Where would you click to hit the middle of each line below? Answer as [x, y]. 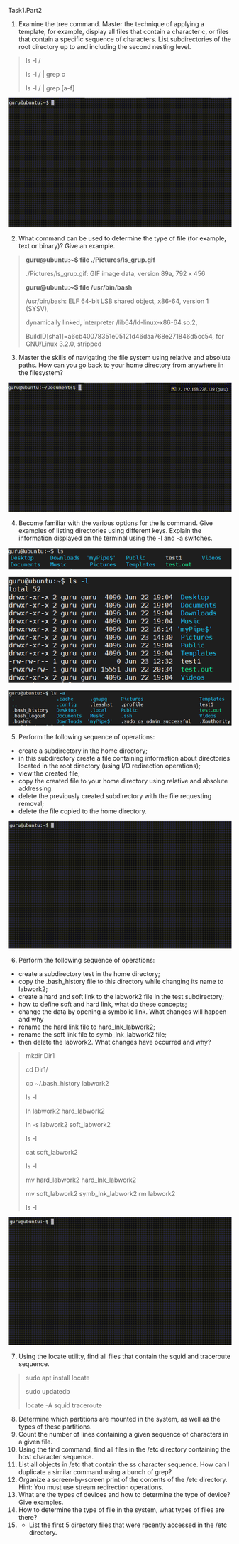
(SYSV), [37, 309]
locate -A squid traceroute [64, 1405]
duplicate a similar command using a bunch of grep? [95, 1472]
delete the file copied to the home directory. [83, 811]
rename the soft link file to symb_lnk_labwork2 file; [93, 1035]
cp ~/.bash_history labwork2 [67, 1084]
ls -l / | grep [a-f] [50, 88]
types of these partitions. [55, 1427]
